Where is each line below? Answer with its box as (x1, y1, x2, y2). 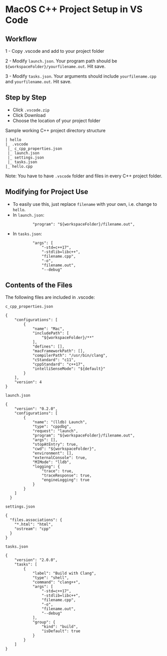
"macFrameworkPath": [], (32, 349, 85, 354)
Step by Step (5, 93, 47, 102)
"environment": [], (32, 451, 74, 456)
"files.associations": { (10, 517, 62, 523)
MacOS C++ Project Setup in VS (5, 4, 143, 15)
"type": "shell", (32, 575, 70, 580)
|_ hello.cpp (5, 164, 33, 169)
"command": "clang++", (32, 580, 81, 585)
